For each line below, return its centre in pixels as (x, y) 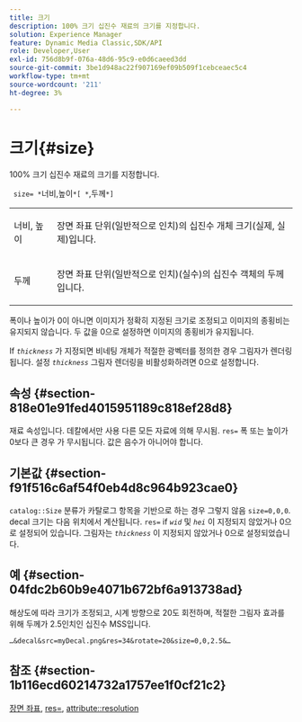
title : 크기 (30, 18)
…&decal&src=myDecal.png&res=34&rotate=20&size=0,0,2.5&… (120, 641)
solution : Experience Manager (66, 34)
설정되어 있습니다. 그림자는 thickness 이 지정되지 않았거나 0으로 (131, 533)
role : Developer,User (50, 51)
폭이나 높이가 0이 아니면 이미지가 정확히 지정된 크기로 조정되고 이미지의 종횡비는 (150, 321)
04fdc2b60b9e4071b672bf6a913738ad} (126, 590)
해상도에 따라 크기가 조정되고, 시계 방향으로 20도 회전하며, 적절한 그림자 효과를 (147, 612)
